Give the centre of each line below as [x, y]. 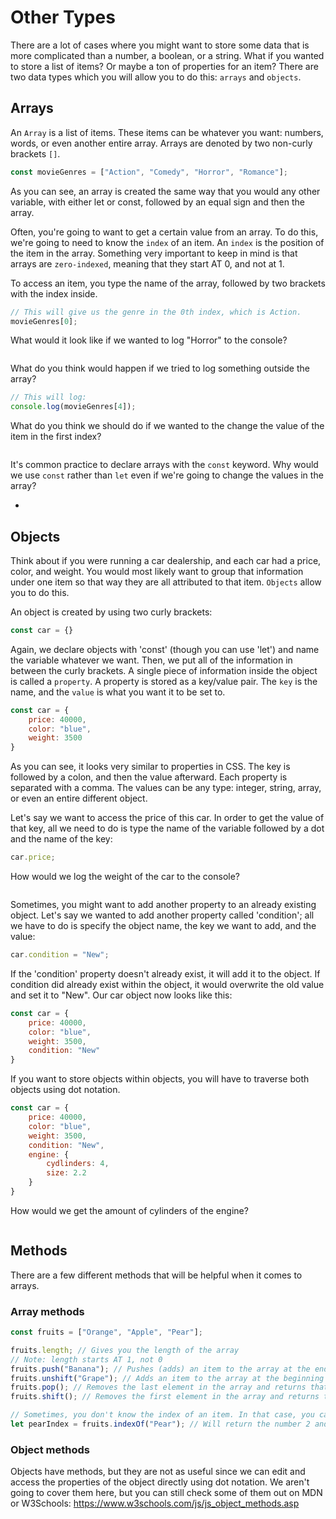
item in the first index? [56, 437]
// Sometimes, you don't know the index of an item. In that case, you [162, 1415]
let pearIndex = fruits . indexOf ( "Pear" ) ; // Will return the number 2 [160, 1424]
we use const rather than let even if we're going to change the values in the [167, 475]
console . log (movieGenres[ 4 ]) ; [73, 407]
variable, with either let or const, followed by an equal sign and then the [157, 202]
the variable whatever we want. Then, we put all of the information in [151, 660]
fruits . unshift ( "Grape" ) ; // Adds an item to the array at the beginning [167, 1378]
